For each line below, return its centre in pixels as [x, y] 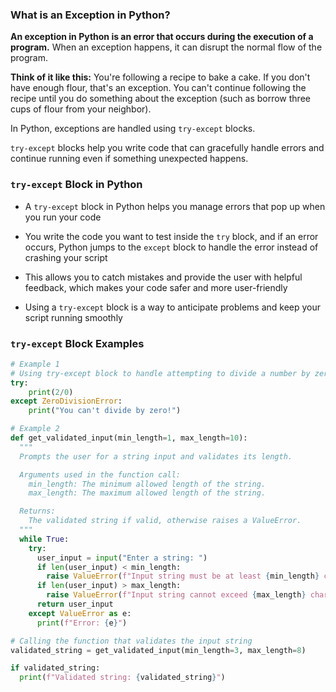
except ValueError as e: [80, 613]
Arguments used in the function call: [100, 474]
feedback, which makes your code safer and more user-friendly [156, 287]
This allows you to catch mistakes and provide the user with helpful [163, 277]
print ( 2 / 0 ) [51, 392]
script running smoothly [73, 317]
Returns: [37, 511]
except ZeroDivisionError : [66, 401]
